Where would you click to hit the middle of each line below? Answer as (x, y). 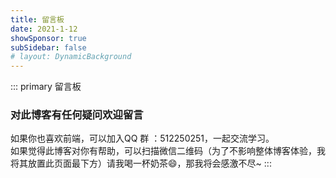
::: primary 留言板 (46, 87)
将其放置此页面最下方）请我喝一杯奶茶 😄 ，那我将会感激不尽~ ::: (141, 163)
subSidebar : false (48, 47)
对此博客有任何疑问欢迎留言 (77, 115)
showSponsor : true (48, 38)
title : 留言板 (37, 19)
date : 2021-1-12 (44, 29)
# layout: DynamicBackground (71, 57)
